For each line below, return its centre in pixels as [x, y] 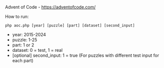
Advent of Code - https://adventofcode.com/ [50, 7]
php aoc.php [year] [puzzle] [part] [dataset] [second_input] [70, 25]
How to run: [17, 16]
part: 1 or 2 [23, 45]
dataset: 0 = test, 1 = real [37, 50]
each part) [23, 60]
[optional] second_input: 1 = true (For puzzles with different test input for [86, 55]
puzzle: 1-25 [25, 40]
